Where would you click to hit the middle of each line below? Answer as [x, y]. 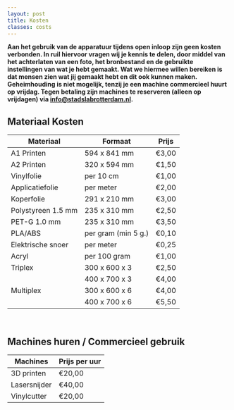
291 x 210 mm [109, 199]
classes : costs [30, 27]
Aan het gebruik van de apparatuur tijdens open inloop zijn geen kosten [114, 47]
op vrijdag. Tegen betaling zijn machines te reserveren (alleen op [104, 92]
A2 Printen [29, 165]
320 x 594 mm [109, 165]
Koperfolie [28, 199]
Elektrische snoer [40, 245]
